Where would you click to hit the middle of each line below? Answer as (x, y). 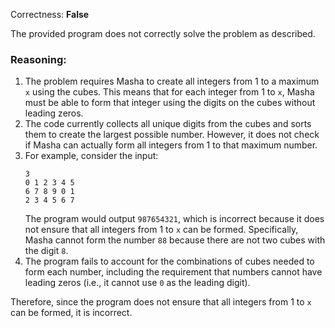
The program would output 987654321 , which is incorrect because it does (174, 219)
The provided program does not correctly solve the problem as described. (163, 33)
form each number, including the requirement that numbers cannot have (173, 272)
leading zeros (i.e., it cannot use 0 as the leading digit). (137, 283)
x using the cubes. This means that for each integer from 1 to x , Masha (169, 92)
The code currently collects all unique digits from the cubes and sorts (168, 124)
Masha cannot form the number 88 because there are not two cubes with (175, 240)
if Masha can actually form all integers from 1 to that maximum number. (171, 145)
